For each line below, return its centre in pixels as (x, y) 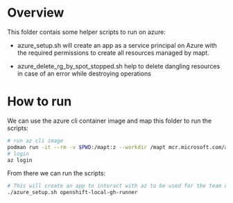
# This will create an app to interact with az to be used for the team (114, 186)
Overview (36, 13)
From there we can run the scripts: (57, 173)
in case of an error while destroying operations (84, 73)
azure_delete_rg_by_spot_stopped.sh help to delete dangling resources (119, 66)
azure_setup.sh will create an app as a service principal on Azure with (117, 45)
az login (20, 160)
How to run (40, 101)
